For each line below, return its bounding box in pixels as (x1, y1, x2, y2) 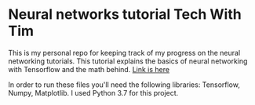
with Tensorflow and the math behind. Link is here (8, 64, 170, 74)
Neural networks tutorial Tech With (8, 5, 242, 24)
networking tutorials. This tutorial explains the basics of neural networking (8, 56, 248, 66)
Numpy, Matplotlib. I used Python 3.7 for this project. (8, 88, 179, 97)
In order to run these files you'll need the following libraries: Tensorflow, (8, 80, 241, 89)
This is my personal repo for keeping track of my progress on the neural (8, 48, 241, 57)
